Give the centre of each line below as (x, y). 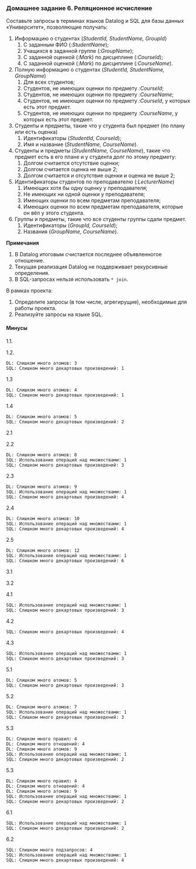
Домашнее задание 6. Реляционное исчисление (79, 8)
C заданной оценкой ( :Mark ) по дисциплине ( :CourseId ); (93, 57)
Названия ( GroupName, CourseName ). (71, 232)
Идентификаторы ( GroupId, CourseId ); (71, 225)
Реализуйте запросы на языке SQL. (59, 314)
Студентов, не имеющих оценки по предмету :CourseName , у (101, 113)
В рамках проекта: (29, 291)
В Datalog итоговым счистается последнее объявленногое (88, 254)
